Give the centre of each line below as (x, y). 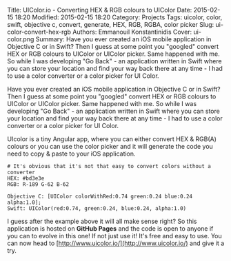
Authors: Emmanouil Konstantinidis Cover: (132, 32)
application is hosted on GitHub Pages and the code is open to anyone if (110, 229)
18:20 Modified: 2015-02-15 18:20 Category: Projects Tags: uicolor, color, (119, 17)
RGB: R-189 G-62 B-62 (38, 185)
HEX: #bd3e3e (26, 178)
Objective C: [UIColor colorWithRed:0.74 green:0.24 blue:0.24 (100, 196)
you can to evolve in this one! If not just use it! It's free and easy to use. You (114, 236)
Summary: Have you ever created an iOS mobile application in (123, 39)
